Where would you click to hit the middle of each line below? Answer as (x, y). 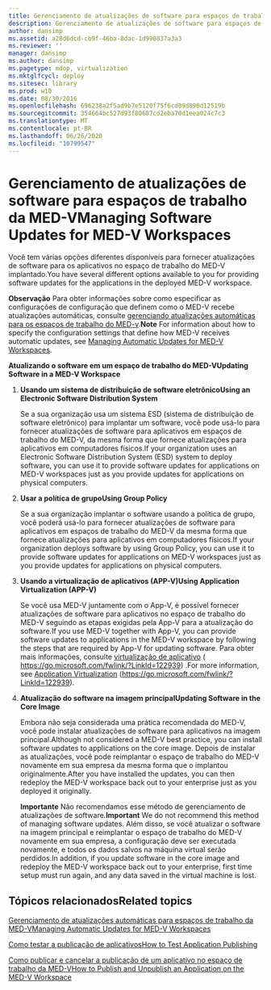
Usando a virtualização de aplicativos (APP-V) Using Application (129, 581)
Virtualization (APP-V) (58, 589)
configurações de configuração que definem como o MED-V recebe (122, 307)
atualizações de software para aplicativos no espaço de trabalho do (133, 614)
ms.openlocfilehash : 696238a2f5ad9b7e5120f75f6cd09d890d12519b (117, 106)
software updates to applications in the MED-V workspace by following (138, 640)
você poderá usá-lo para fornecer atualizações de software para (127, 522)
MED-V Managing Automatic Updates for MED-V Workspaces (110, 929)
